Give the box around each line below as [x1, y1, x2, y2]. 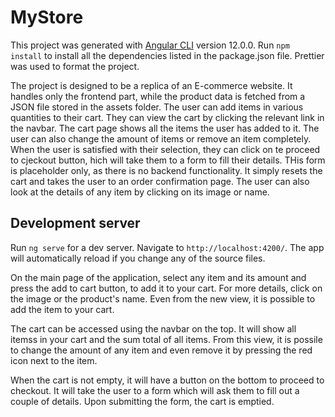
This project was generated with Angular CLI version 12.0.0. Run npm [10, 39, 290, 51]
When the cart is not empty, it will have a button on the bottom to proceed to [10, 374, 325, 386]
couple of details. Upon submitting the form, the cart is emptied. [10, 395, 275, 407]
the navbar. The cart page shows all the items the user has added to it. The [10, 122, 320, 134]
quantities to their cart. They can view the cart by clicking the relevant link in [10, 111, 325, 123]
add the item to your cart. [10, 303, 115, 315]
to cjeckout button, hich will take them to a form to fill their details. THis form [10, 154, 326, 166]
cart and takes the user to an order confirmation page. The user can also [10, 175, 310, 187]
